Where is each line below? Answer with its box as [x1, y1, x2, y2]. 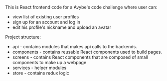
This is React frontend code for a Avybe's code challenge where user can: [5, 4, 158, 10]
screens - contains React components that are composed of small [12, 54, 148, 60]
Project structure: [5, 34, 41, 40]
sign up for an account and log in [12, 19, 81, 25]
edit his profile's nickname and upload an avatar [12, 24, 111, 30]
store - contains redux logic [12, 70, 70, 76]
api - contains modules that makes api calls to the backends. [12, 44, 137, 49]
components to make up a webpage [12, 60, 87, 65]
